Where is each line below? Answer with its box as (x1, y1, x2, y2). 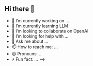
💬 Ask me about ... (11, 38, 48, 44)
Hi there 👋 (4, 5, 35, 13)
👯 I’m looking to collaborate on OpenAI (11, 28, 89, 34)
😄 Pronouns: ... (11, 50, 43, 56)
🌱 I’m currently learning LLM (11, 23, 68, 29)
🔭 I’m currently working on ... (11, 17, 69, 23)
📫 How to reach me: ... (11, 44, 58, 49)
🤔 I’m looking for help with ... (11, 33, 69, 39)
